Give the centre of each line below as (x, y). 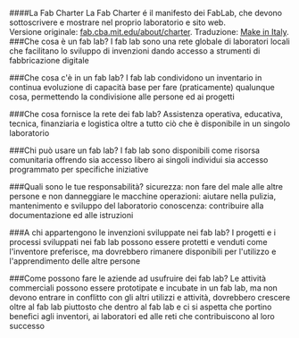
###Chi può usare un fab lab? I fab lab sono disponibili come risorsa (135, 150)
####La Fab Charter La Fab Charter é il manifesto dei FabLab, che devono (146, 13)
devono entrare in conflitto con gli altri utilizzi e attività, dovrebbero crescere (150, 297)
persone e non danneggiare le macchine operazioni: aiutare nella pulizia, (143, 196)
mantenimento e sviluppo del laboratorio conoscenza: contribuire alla (137, 206)
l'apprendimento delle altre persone (75, 261)
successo (27, 326)
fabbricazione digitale (49, 60)
